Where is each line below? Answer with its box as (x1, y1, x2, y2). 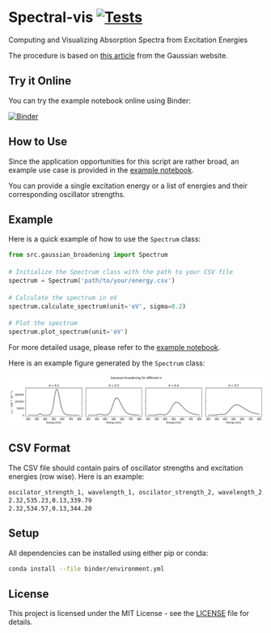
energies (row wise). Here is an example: (8, 471, 145, 481)
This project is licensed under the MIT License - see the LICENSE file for (8, 609, 249, 618)
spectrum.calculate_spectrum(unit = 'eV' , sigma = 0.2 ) (8, 302, 186, 310)
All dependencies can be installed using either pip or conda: (8, 548, 209, 558)
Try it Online (8, 74, 71, 88)
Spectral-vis (8, 8, 94, 27)
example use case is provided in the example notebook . (8, 165, 194, 174)
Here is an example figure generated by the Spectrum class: (8, 358, 205, 368)
